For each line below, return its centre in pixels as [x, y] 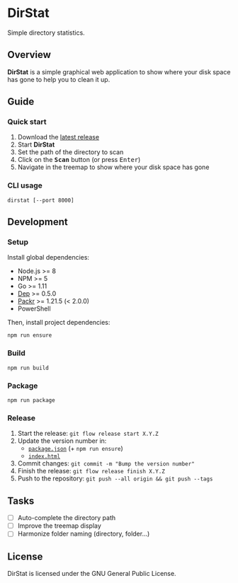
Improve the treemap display [59, 526]
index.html [44, 457]
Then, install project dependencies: [59, 323]
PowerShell [34, 308]
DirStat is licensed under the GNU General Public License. [92, 574]
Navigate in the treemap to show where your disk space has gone [113, 167]
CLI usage [25, 185]
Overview [29, 55]
